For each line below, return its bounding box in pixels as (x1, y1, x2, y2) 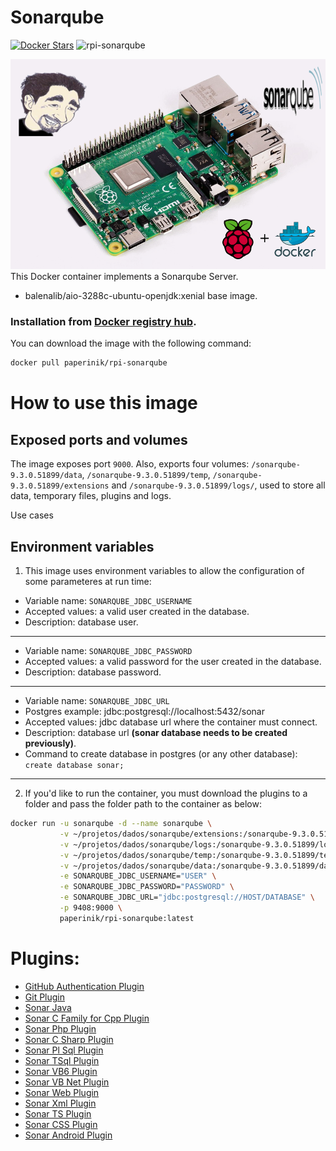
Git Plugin (24, 991, 66, 1003)
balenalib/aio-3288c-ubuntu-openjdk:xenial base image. (24, 290, 258, 302)
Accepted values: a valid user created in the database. (24, 606, 250, 618)
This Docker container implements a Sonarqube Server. (10, 271, 239, 283)
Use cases (10, 509, 54, 521)
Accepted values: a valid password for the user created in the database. (24, 656, 322, 668)
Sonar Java (24, 1001, 72, 1013)
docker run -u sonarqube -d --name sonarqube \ (10, 819, 213, 829)
